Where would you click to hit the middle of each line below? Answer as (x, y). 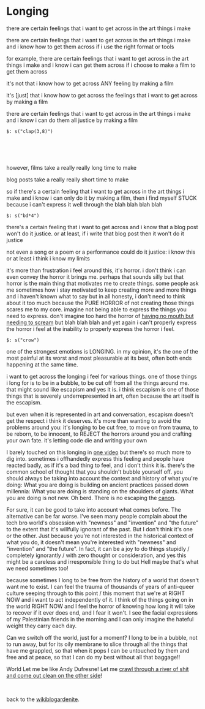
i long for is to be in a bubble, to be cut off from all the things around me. (98, 383)
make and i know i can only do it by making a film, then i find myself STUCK (102, 198)
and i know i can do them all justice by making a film (72, 120)
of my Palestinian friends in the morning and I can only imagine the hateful (100, 619)
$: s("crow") (23, 340)
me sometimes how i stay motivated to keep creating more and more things (102, 290)
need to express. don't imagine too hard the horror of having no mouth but (100, 316)
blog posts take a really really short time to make (68, 180)
